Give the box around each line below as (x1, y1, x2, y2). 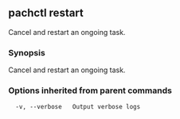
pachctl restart (8, 6, 84, 20)
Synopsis (8, 47, 45, 58)
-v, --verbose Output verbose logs (15, 103, 141, 111)
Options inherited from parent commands (8, 85, 173, 96)
